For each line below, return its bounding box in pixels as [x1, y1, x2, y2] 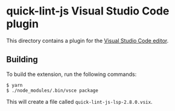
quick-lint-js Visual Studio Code [6, 4, 170, 18]
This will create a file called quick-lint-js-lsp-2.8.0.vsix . [6, 98, 153, 105]
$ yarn [6, 82, 23, 88]
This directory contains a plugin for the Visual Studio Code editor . [6, 37, 169, 44]
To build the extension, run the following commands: [6, 71, 137, 78]
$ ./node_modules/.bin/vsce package [6, 87, 98, 94]
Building [6, 54, 38, 65]
